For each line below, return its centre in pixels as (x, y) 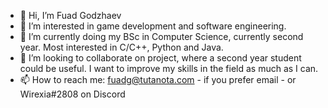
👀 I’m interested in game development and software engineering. (153, 26)
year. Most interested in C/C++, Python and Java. (121, 47)
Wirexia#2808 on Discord (72, 94)
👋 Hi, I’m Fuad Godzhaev (70, 15)
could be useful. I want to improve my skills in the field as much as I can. (169, 68)
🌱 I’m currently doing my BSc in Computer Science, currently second (161, 36)
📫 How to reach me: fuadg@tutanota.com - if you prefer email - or (158, 79)
